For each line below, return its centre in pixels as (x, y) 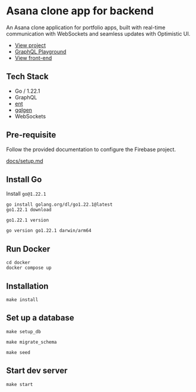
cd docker (18, 263)
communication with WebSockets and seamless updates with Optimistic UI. (98, 33)
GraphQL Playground (40, 51)
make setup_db (24, 331)
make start (20, 384)
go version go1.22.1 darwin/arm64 (49, 231)
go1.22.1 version (28, 220)
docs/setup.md (25, 161)
